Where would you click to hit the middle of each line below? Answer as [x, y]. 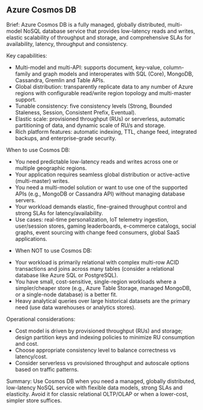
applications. [31, 239]
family [23, 74]
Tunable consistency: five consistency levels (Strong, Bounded [94, 106]
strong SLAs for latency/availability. [59, 213]
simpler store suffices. [34, 400]
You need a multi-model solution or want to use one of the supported [101, 187]
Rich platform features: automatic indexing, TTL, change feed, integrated [106, 131]
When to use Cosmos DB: [38, 150]
